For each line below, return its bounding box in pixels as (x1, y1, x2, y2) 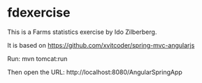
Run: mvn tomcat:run (7, 54, 68, 63)
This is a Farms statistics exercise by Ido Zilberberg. (7, 28, 157, 36)
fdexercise (7, 5, 71, 21)
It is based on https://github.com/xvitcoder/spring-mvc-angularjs (7, 41, 195, 49)
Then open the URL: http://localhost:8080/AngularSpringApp (7, 68, 183, 76)
